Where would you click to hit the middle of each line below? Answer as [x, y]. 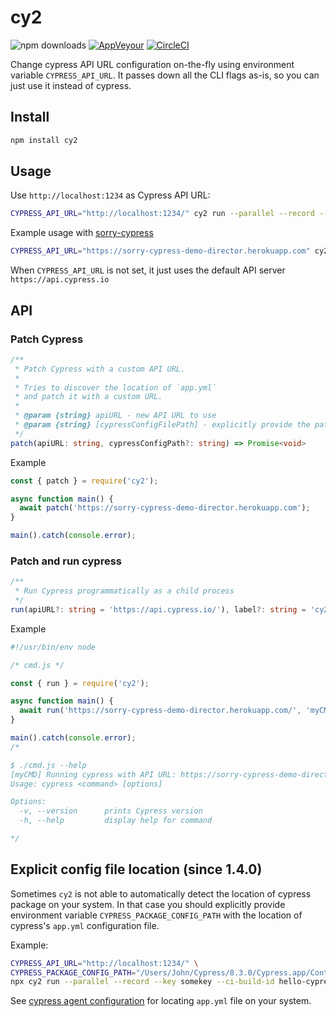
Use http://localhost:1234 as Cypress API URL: [110, 195]
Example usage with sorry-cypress [82, 233]
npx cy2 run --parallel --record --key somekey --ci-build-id [142, 982]
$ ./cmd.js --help [48, 765]
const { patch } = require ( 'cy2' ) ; [84, 481]
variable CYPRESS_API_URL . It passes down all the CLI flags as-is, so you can [165, 75]
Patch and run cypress [66, 561]
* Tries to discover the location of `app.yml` [115, 387]
